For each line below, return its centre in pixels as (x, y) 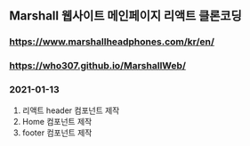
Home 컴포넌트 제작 (57, 121)
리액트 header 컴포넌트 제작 (71, 110)
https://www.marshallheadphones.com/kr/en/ (112, 42)
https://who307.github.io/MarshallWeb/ (98, 66)
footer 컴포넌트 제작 (57, 133)
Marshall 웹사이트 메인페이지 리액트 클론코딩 (125, 16)
